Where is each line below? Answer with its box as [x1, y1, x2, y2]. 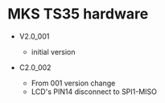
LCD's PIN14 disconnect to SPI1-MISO [31, 86, 158, 97]
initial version [31, 47, 76, 56]
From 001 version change [31, 78, 116, 88]
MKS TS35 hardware [7, 5, 149, 23]
